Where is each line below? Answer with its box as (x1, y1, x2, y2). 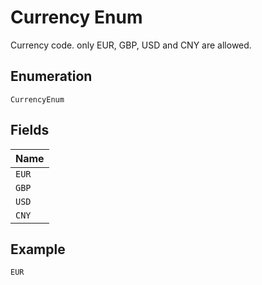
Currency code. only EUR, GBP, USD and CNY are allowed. (10, 39, 252, 51)
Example (10, 241, 66, 258)
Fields (10, 122, 50, 139)
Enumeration (10, 68, 93, 85)
